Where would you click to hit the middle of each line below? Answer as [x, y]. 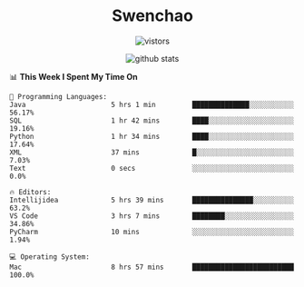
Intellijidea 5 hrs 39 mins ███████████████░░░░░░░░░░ [152, 200]
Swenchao [152, 16]
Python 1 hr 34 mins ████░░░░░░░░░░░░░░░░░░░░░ [152, 136]
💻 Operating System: [50, 257]
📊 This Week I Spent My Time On [74, 76]
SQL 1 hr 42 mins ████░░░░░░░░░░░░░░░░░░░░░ [152, 120]
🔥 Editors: [30, 192]
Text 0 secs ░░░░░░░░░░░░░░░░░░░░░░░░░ [152, 168]
